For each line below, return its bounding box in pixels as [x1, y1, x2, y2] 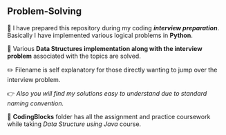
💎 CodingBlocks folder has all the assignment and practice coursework [7, 112, 211, 121]
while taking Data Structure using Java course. [7, 120, 142, 128]
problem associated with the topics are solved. [7, 52, 142, 60]
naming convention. [7, 99, 64, 107]
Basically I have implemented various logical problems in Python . [7, 31, 194, 39]
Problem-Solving [7, 6, 82, 17]
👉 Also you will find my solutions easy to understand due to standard [7, 89, 207, 97]
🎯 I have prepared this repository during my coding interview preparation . [7, 23, 220, 32]
